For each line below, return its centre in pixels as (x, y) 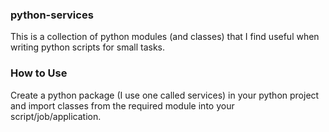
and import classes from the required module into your (122, 105)
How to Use (39, 73)
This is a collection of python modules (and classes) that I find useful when (165, 37)
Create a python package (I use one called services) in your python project (165, 95)
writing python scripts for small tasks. (87, 47)
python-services (52, 15)
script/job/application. (56, 116)
